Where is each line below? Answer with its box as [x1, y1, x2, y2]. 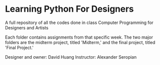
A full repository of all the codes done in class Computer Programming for [5, 20, 154, 25]
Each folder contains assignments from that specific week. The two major [5, 34, 153, 40]
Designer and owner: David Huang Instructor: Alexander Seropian [5, 54, 137, 60]
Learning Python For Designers [5, 3, 134, 15]
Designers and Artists [5, 24, 49, 30]
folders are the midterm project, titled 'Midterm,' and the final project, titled [5, 39, 156, 45]
